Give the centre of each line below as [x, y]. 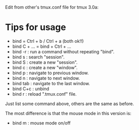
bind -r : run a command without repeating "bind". [63, 51]
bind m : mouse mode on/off [41, 123]
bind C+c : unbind [31, 89]
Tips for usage [35, 27]
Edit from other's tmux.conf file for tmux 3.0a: [52, 7]
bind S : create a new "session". [45, 62]
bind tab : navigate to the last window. [51, 83]
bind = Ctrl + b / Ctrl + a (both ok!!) [48, 41]
